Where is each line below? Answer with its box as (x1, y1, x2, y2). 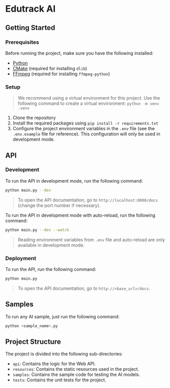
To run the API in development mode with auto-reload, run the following (5, 212, 156, 218)
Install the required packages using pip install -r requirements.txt (12, 120, 159, 126)
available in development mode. (17, 242, 85, 248)
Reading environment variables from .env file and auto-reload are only (17, 236, 165, 243)
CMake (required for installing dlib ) (12, 65, 88, 71)
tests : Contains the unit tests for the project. (12, 377, 106, 383)
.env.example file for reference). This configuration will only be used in (12, 131, 160, 137)
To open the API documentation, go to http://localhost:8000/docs (17, 197, 158, 203)
